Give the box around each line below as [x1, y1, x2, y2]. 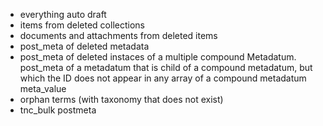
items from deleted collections [19, 19, 145, 31]
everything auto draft [19, 9, 107, 20]
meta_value [19, 83, 67, 94]
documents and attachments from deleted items [19, 30, 218, 41]
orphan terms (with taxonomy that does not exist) [19, 94, 224, 105]
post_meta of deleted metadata [19, 40, 150, 52]
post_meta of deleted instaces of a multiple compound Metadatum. [19, 51, 297, 63]
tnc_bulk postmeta [19, 104, 97, 116]
